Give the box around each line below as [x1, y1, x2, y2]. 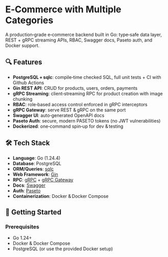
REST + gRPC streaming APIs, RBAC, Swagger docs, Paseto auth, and [5, 37, 153, 43]
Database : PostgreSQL [12, 160, 62, 166]
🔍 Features [5, 58, 42, 67]
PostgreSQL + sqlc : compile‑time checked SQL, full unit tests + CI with [12, 74, 162, 80]
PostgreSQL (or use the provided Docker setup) [12, 246, 113, 252]
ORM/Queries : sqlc [12, 166, 54, 172]
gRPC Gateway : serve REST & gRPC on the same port [12, 107, 126, 113]
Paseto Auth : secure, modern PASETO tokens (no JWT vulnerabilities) [12, 117, 161, 124]
